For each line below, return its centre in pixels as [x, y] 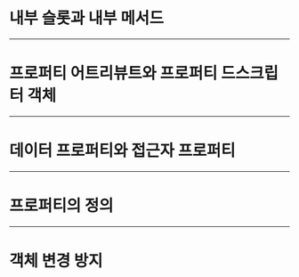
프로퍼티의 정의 [61, 206]
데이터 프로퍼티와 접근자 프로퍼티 [122, 151]
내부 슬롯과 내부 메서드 [87, 18]
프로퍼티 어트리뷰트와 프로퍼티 [113, 73]
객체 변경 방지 [56, 261]
